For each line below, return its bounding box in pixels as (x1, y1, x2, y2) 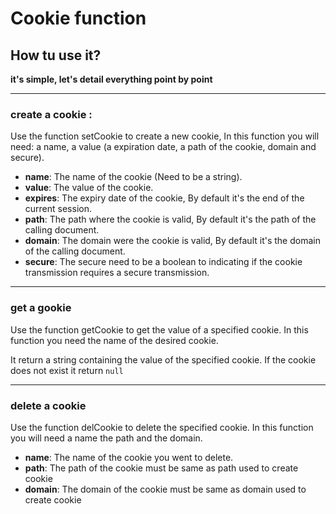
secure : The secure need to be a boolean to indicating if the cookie (24, 256, 303, 268)
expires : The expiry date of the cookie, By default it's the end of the (24, 192, 305, 204)
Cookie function (10, 7, 147, 30)
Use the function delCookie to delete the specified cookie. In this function (10, 421, 314, 433)
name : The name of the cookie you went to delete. (24, 451, 234, 463)
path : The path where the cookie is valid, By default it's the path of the (24, 213, 317, 226)
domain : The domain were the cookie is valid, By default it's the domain (24, 235, 321, 247)
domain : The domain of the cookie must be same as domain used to (24, 483, 307, 495)
